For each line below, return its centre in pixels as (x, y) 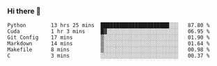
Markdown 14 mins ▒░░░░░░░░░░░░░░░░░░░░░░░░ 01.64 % (108, 44)
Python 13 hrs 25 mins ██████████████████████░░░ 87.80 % (108, 26)
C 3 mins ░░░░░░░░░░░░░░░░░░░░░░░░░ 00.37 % (108, 56)
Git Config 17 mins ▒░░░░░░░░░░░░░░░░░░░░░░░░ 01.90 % (108, 38)
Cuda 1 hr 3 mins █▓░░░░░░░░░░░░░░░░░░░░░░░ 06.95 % (108, 32)
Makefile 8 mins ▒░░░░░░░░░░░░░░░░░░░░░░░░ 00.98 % (108, 50)
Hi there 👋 (24, 11)
